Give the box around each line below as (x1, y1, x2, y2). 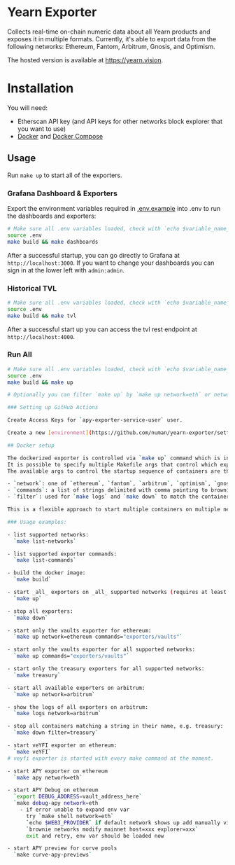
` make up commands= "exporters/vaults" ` (13, 653, 130, 660)
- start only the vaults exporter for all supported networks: (7, 646, 196, 653)
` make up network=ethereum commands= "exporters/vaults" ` (13, 633, 183, 641)
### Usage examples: (7, 518, 68, 525)
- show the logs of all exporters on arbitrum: (7, 703, 149, 711)
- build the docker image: (7, 569, 86, 576)
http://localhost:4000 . (7, 332, 76, 340)
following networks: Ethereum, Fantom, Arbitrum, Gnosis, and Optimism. (7, 42, 215, 50)
